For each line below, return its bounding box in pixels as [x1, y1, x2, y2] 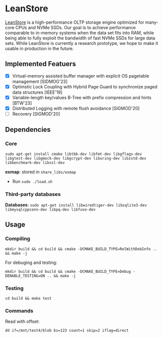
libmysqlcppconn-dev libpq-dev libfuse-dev [5, 207, 96, 212]
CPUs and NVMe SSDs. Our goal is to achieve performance [15, 24, 136, 30]
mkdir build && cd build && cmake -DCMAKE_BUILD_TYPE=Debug [5, 269, 131, 274]
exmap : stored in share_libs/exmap [5, 169, 76, 175]
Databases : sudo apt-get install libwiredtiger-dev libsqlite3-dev [5, 202, 147, 208]
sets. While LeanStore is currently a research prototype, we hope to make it [5, 40, 159, 46]
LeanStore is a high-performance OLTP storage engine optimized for [5, 19, 144, 25]
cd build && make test [5, 296, 52, 301]
